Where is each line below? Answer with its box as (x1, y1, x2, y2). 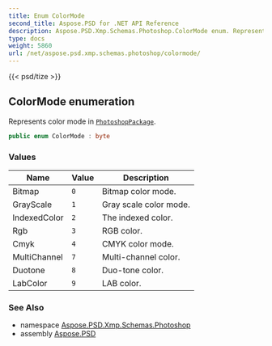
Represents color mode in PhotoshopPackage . (8, 116, 156, 126)
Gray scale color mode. (101, 199, 190, 210)
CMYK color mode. (101, 238, 174, 249)
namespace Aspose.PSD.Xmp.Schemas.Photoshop (19, 320, 191, 330)
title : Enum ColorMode (8, 11, 85, 20)
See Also (8, 302, 45, 313)
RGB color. (101, 225, 143, 236)
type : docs (8, 34, 45, 43)
